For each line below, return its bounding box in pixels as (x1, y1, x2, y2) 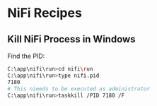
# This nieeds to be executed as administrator (7, 85, 151, 93)
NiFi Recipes (7, 5, 83, 21)
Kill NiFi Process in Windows (7, 33, 136, 45)
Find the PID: (7, 52, 45, 60)
